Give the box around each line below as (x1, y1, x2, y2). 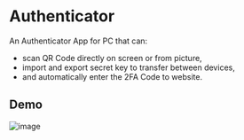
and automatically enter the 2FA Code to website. (21, 71, 202, 82)
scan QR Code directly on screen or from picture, (21, 52, 202, 63)
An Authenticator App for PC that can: (9, 35, 148, 46)
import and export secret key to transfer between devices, (21, 62, 235, 73)
